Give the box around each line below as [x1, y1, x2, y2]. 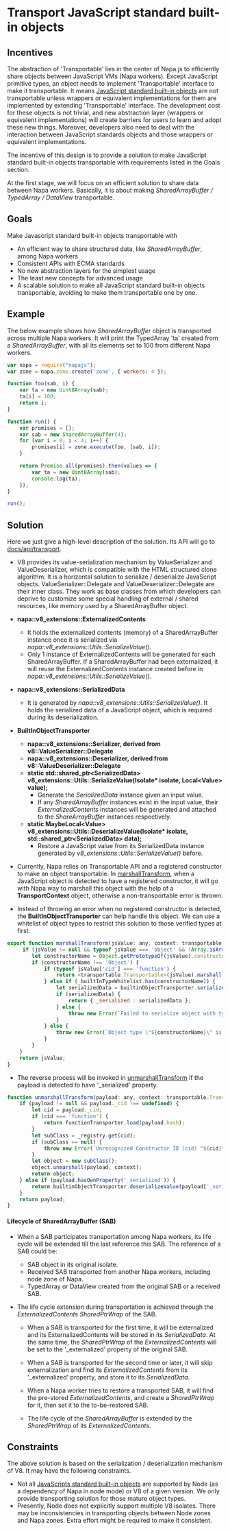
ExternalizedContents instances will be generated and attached [37, 806, 217, 814]
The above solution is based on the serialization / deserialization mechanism [7, 1459, 222, 1468]
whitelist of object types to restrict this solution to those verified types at [16, 919, 222, 928]
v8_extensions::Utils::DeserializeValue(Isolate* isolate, [27, 828, 188, 836]
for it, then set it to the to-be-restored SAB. [27, 1401, 149, 1409]
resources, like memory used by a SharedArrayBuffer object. [16, 602, 188, 610]
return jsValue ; [19, 1054, 66, 1061]
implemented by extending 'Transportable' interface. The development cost [7, 101, 220, 109]
